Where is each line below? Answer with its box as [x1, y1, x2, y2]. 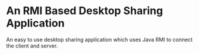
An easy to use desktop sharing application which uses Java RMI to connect [6, 36, 193, 43]
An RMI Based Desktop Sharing [6, 4, 163, 18]
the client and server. [6, 42, 58, 49]
